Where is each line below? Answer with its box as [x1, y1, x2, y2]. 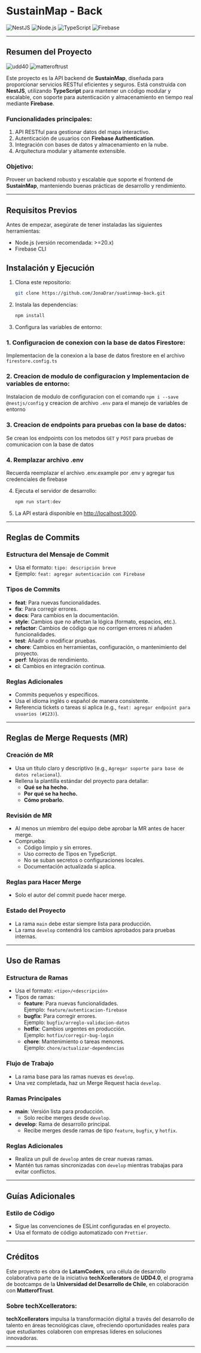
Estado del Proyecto [6, 906, 66, 915]
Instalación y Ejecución [6, 263, 95, 273]
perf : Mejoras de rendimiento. [14, 656, 89, 663]
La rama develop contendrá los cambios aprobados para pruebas [14, 926, 175, 934]
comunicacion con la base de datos [6, 441, 94, 448]
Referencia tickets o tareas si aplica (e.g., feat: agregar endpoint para [14, 704, 190, 711]
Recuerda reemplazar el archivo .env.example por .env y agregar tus [6, 469, 175, 476]
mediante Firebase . [6, 100, 55, 107]
